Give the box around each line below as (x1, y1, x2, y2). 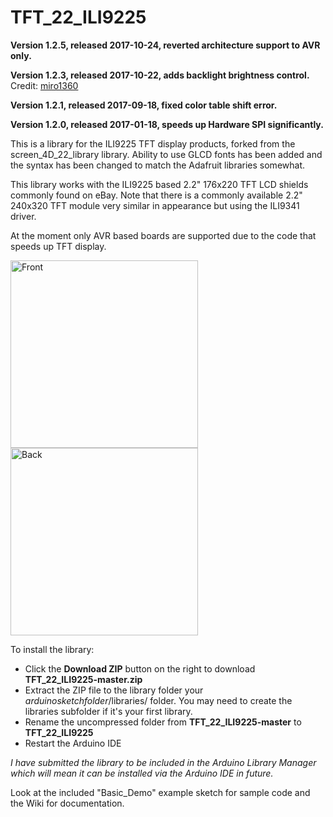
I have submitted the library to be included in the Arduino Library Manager (10, 756, 317, 768)
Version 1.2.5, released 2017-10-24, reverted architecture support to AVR (10, 39, 321, 51)
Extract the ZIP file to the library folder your (24, 684, 204, 696)
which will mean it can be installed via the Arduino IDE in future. (10, 767, 274, 779)
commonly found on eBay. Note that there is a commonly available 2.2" (10, 189, 303, 201)
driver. (10, 210, 37, 222)
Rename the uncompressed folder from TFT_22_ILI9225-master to (24, 716, 302, 728)
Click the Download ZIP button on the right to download (24, 662, 256, 675)
